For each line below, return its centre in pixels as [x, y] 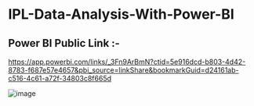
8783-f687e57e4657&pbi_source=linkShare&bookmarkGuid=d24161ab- [123, 70]
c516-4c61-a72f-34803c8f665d [60, 78]
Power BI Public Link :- [64, 43]
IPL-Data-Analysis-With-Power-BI [122, 14]
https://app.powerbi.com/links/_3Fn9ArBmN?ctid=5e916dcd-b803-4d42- [127, 62]
